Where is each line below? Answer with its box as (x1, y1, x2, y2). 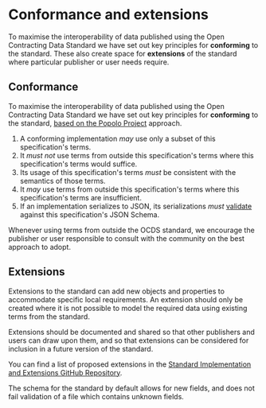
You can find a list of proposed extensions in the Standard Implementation (8, 359, 252, 369)
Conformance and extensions (8, 6, 209, 24)
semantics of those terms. (19, 176, 106, 185)
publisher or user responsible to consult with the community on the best (8, 233, 245, 243)
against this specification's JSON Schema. (19, 209, 160, 220)
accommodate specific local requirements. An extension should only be (8, 294, 244, 304)
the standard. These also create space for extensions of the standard (8, 49, 237, 58)
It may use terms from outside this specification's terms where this (19, 185, 240, 194)
